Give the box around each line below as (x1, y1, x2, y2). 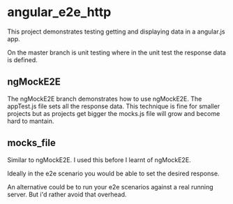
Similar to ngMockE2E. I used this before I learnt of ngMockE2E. (7, 155, 191, 164)
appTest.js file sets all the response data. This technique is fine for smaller (7, 102, 220, 110)
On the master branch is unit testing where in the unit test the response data (7, 48, 227, 57)
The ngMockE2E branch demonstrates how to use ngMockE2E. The (7, 94, 202, 103)
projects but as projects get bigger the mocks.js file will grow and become (7, 109, 220, 117)
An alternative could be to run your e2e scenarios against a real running (7, 182, 214, 191)
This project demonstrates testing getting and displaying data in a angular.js (7, 27, 225, 36)
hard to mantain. (7, 117, 54, 125)
